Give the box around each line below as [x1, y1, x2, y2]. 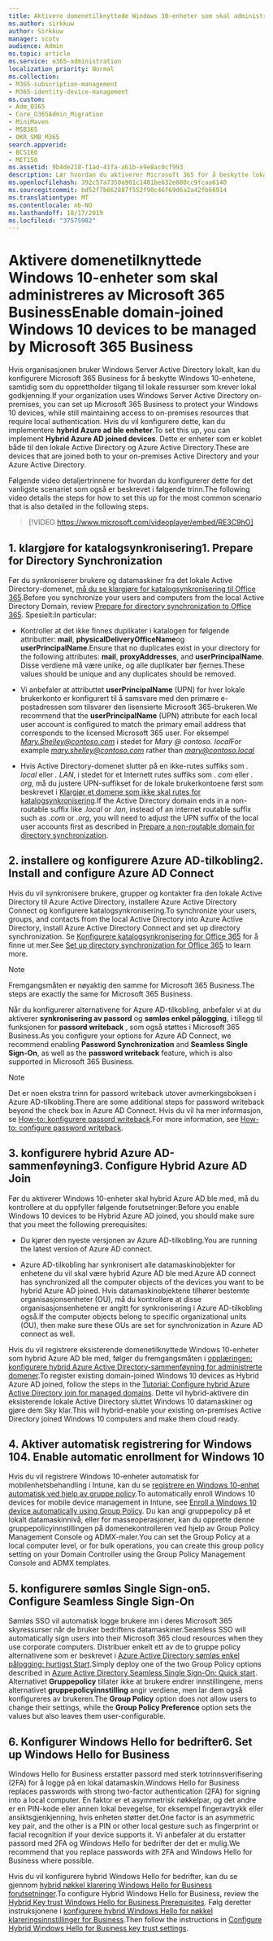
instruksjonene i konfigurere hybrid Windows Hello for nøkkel [8, 1906, 214, 1916]
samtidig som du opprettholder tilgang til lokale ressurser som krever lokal [8, 382, 257, 392]
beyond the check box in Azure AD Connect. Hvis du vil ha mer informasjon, [8, 1105, 263, 1115]
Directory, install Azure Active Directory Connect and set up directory [8, 922, 241, 932]
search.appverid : [8, 140, 67, 149]
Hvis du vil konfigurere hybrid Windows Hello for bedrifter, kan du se [8, 1872, 238, 1882]
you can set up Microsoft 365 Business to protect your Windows [43, 400, 258, 410]
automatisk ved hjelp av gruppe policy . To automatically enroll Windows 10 [8, 1489, 256, 1499]
